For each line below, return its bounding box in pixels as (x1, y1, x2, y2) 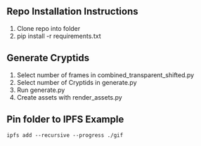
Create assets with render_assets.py (16, 93, 122, 101)
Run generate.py (16, 86, 65, 94)
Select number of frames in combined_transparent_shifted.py (16, 70, 195, 79)
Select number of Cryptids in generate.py (16, 78, 138, 86)
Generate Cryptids (6, 52, 89, 64)
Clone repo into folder (16, 24, 81, 32)
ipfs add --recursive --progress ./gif (6, 132, 124, 139)
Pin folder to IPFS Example (6, 114, 124, 126)
